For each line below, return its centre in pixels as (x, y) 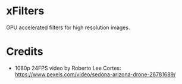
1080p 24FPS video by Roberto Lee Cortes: (68, 68)
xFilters (25, 11)
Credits (25, 52)
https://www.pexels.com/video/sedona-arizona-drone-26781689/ (95, 74)
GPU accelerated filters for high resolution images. (68, 27)
